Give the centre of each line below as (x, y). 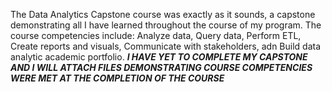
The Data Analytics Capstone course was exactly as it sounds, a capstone (163, 14)
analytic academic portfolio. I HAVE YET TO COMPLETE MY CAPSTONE (159, 57)
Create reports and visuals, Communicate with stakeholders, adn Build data (166, 46)
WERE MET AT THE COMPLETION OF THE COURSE (117, 78)
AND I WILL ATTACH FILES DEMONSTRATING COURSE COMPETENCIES (161, 67)
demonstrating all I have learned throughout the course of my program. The (166, 25)
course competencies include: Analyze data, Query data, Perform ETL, (156, 35)
